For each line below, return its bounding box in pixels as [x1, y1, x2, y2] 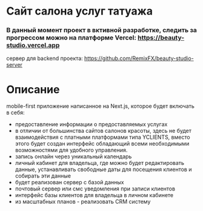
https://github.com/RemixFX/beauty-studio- [84, 55, 194, 62]
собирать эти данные [15, 172, 72, 179]
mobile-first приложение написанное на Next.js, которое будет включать [6, 102, 195, 110]
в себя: [6, 109, 25, 116]
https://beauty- [137, 33, 185, 42]
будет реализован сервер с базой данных [15, 179, 124, 186]
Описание [6, 82, 60, 96]
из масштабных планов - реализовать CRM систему [15, 198, 151, 206]
